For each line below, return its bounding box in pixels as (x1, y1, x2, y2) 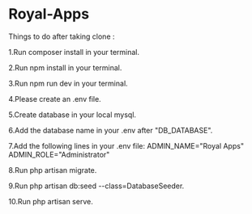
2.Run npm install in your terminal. (8, 62, 122, 73)
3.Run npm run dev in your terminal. (8, 78, 128, 88)
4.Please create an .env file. (8, 94, 101, 103)
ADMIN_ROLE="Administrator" (8, 149, 110, 159)
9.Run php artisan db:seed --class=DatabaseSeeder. (8, 181, 185, 191)
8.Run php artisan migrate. (8, 165, 97, 174)
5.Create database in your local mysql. (8, 110, 136, 120)
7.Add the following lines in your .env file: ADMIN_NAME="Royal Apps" (8, 141, 245, 150)
